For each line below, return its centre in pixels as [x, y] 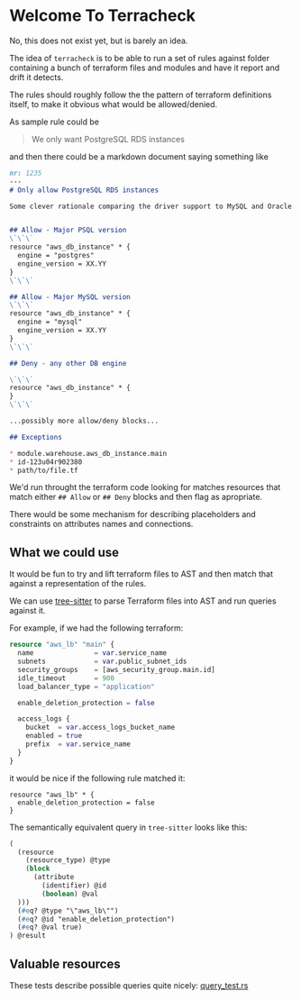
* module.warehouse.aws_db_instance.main [88, 453]
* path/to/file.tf [44, 470]
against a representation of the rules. [78, 584]
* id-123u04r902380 [46, 462]
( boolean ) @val [70, 894]
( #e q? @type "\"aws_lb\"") [68, 911]
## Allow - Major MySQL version [70, 297]
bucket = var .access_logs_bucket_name [100, 727]
